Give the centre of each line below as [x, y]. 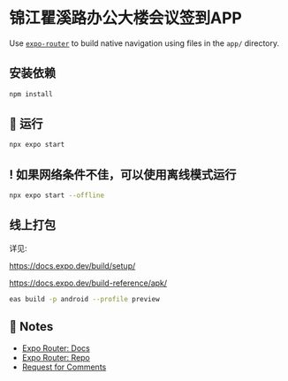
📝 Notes [31, 327]
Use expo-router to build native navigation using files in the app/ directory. [144, 43]
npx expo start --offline [57, 195]
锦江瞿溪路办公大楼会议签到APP [126, 18]
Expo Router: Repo [56, 357]
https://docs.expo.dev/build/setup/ [72, 265]
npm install [31, 94]
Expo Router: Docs [56, 348]
